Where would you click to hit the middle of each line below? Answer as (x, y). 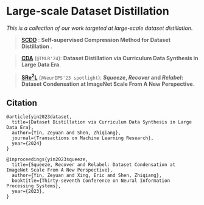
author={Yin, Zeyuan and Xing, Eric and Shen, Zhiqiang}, (87, 175)
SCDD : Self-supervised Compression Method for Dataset (96, 40)
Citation (22, 102)
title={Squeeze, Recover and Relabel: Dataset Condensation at (93, 165)
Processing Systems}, (34, 186)
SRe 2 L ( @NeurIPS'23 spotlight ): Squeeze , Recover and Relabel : (102, 77)
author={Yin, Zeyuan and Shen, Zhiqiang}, (66, 133)
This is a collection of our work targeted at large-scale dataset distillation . (100, 28)
